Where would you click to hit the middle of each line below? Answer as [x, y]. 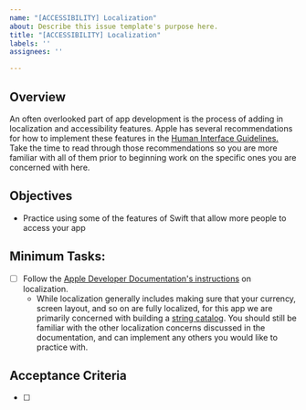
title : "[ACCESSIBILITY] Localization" [85, 35]
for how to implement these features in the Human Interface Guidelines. [144, 138]
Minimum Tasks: [58, 257]
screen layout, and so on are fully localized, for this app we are [154, 308]
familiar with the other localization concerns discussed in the [151, 327]
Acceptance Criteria [68, 376]
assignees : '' [37, 52]
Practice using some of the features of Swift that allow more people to [154, 218]
